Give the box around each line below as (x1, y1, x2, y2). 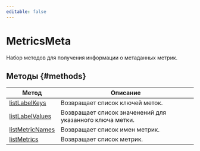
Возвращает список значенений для (60, 108, 167, 117)
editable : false (6, 8, 46, 15)
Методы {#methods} (6, 71, 86, 81)
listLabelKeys (9, 99, 46, 107)
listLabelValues (9, 112, 52, 121)
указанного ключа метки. (60, 116, 135, 124)
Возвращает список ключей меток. (60, 99, 163, 107)
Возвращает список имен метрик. (60, 125, 160, 134)
